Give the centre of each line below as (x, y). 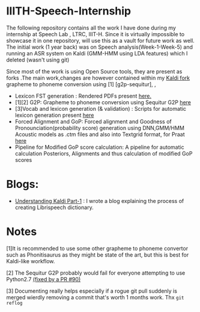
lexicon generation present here (54, 115)
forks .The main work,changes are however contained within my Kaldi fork (98, 78)
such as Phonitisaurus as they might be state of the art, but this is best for (98, 255)
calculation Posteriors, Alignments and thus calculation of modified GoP (104, 153)
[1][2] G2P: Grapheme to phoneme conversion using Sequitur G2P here (103, 102)
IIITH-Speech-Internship (68, 11)
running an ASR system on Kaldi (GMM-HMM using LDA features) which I (97, 53)
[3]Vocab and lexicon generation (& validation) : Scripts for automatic (101, 108)
